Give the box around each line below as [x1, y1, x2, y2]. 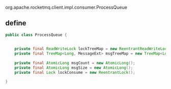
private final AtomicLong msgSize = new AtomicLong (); [14, 65, 133, 70]
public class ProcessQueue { [5, 32, 67, 37]
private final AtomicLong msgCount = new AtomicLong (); [14, 61, 136, 66]
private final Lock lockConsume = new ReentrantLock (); [14, 70, 136, 75]
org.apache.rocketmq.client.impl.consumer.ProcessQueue [5, 5, 127, 10]
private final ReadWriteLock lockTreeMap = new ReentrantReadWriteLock [14, 47, 169, 52]
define [5, 19, 26, 27]
